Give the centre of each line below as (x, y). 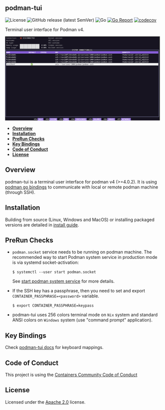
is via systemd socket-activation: (45, 262)
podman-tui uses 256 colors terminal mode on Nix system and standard (85, 315)
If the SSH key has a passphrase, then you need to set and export (79, 291)
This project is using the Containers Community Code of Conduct (71, 375)
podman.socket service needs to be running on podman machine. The (82, 252)
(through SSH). (20, 192)
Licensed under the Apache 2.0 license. (45, 402)
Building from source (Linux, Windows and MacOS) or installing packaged (80, 220)
